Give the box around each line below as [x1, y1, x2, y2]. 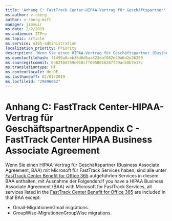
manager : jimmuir [5, 22, 42, 27]
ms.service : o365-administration [5, 41, 77, 46]
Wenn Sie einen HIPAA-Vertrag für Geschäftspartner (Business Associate [5, 162, 160, 168]
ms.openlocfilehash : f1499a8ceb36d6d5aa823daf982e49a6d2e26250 [5, 55, 143, 61]
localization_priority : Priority [5, 46, 77, 51]
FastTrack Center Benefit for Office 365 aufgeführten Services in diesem [5, 172, 159, 178]
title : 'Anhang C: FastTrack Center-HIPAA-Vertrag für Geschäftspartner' [5, 7, 166, 13]
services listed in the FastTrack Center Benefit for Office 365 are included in [5, 189, 166, 195]
